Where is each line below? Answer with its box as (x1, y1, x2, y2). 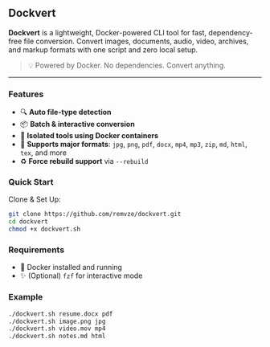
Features (8, 88, 44, 100)
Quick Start (8, 177, 54, 188)
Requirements (8, 244, 65, 255)
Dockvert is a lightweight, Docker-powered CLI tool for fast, (8, 27, 207, 37)
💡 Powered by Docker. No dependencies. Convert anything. (27, 60, 227, 70)
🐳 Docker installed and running (19, 263, 123, 272)
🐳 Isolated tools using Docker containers (19, 131, 159, 141)
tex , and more (19, 148, 67, 157)
